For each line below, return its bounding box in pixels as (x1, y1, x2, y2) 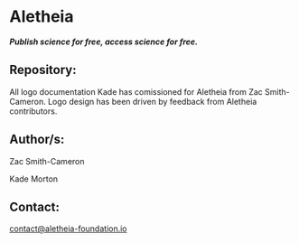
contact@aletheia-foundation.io (9, 223, 128, 234)
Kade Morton (9, 173, 59, 184)
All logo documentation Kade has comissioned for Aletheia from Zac (9, 86, 264, 97)
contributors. (9, 106, 58, 117)
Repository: (9, 62, 77, 78)
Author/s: (9, 132, 65, 147)
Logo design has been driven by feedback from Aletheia (48, 96, 257, 107)
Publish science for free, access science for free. (9, 36, 199, 47)
